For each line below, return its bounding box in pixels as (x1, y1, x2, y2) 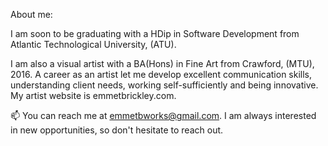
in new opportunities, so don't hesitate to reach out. (10, 124, 224, 136)
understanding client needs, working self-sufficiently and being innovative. (10, 79, 319, 91)
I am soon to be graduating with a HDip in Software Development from (10, 28, 300, 39)
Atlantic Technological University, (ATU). (10, 39, 177, 50)
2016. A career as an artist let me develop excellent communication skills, (10, 69, 313, 80)
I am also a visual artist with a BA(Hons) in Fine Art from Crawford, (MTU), (10, 58, 315, 69)
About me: (10, 9, 53, 20)
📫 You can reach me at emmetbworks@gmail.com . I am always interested (10, 110, 317, 121)
